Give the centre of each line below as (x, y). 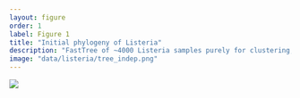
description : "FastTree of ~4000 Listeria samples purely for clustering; (152, 51)
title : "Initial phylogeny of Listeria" (86, 42)
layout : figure (38, 17)
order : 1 (26, 26)
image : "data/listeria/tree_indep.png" (84, 59)
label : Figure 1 (39, 34)
